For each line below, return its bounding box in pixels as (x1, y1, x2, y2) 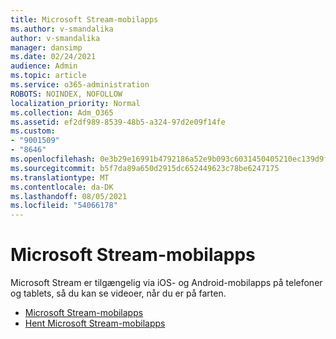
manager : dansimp (10, 42, 83, 53)
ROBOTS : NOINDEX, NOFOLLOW (10, 89, 123, 99)
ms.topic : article (10, 71, 87, 81)
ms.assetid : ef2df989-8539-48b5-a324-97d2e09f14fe (10, 117, 226, 127)
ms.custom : (10, 126, 56, 136)
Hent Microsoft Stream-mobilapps (24, 317, 166, 330)
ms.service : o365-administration (10, 80, 150, 90)
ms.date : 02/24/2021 (10, 52, 97, 62)
